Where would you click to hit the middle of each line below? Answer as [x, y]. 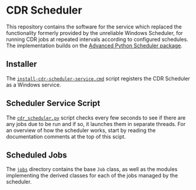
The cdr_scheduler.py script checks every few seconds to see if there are [96, 117]
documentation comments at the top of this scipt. [66, 136]
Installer [22, 64]
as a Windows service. [34, 85]
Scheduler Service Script [53, 103]
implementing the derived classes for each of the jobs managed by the [92, 176]
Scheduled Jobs [37, 155]
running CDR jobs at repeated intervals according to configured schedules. [97, 39]
